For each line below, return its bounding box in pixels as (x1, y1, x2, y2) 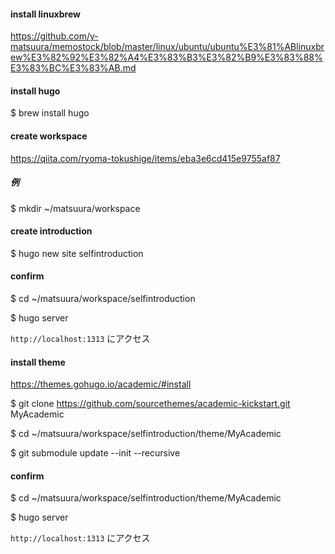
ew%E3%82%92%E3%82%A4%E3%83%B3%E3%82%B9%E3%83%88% (10, 51, 323, 64)
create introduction (10, 225, 93, 237)
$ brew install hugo (10, 107, 90, 119)
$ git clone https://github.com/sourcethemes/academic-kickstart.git (10, 398, 291, 410)
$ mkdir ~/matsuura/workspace (10, 202, 141, 214)
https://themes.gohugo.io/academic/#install (10, 378, 192, 390)
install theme (10, 356, 66, 368)
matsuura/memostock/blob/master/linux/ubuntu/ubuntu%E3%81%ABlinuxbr (10, 41, 325, 53)
